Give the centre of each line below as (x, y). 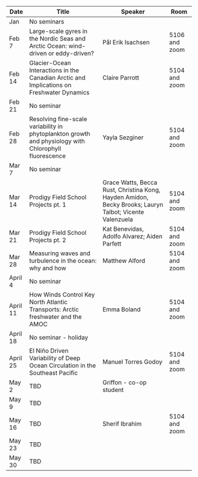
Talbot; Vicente (123, 212)
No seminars (47, 22)
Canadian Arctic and (57, 78)
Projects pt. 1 (48, 205)
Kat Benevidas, (123, 229)
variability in (46, 126)
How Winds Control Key (62, 295)
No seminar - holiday (59, 337)
